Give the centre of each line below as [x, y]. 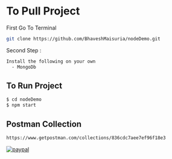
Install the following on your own [51, 61]
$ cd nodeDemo [24, 100]
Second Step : [24, 50]
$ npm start [21, 105]
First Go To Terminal [31, 28]
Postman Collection [44, 124]
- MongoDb [24, 67]
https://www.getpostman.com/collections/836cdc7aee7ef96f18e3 [86, 138]
